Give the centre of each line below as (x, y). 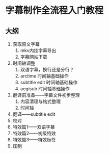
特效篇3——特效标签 (34, 140)
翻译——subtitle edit (34, 114)
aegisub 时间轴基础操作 (45, 89)
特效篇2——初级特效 (34, 133)
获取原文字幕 (26, 44)
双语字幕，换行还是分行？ (47, 70)
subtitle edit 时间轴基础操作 (49, 82)
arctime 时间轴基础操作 (44, 76)
